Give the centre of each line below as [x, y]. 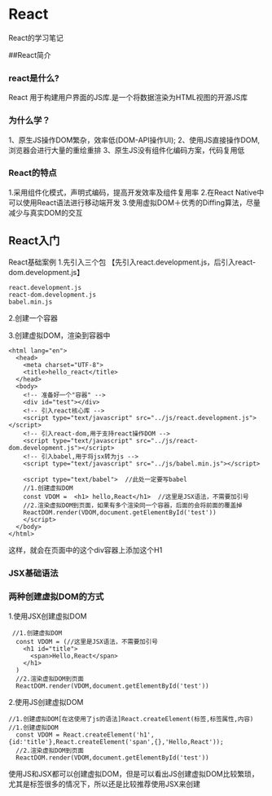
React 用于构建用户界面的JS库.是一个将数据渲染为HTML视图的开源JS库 [128, 98]
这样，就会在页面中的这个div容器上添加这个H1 [86, 549]
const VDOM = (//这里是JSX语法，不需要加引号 [87, 641]
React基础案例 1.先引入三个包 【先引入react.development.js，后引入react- [132, 262]
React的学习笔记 [36, 37]
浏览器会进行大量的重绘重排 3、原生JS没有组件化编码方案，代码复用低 [127, 150]
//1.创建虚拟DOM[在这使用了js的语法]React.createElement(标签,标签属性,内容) [131, 719]
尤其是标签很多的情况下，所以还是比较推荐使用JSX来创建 [105, 784]
